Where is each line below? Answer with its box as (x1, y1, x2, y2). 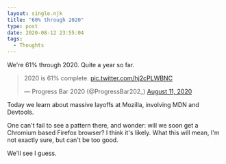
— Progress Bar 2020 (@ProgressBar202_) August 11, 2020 (23, 87, 192, 95)
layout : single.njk (7, 10, 63, 17)
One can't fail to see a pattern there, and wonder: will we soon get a (7, 121, 199, 129)
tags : (7, 36, 23, 43)
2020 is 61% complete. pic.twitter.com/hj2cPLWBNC (23, 74, 173, 82)
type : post (7, 23, 38, 30)
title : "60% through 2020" (7, 16, 84, 23)
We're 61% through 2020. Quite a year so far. (7, 61, 135, 69)
